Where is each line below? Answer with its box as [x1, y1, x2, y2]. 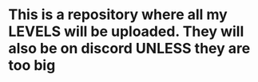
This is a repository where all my [8, 6, 228, 24]
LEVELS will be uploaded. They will [8, 22, 244, 41]
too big [8, 57, 56, 75]
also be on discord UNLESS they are [8, 40, 251, 57]
